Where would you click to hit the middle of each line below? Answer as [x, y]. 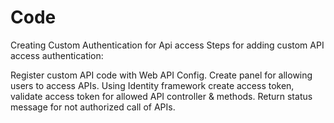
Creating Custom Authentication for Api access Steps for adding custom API [167, 45]
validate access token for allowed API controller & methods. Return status [161, 96]
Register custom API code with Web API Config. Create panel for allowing [161, 75]
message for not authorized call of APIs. [93, 107]
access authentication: [57, 55]
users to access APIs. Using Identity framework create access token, [152, 85]
